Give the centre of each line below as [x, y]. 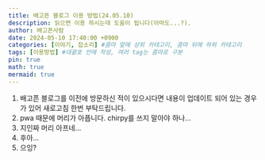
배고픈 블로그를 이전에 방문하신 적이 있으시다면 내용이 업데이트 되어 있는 [131, 98]
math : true [26, 67]
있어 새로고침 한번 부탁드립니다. [77, 108]
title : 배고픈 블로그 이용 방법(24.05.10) [71, 15]
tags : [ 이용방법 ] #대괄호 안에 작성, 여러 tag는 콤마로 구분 [96, 52]
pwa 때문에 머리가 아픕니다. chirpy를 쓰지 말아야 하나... [106, 118]
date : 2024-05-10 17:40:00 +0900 [63, 38]
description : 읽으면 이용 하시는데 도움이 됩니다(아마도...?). [100, 23]
